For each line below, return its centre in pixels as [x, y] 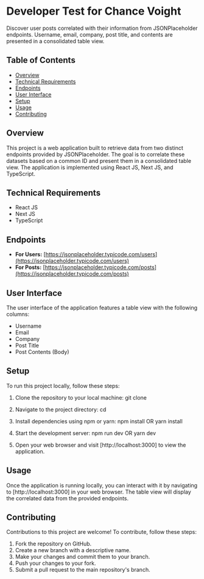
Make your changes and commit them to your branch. [83, 557]
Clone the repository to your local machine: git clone [81, 397]
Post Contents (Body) [42, 352]
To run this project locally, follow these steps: [63, 386]
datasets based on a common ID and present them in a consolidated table [99, 160]
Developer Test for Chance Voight [94, 11]
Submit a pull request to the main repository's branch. [83, 570]
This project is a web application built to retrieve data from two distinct [95, 148]
